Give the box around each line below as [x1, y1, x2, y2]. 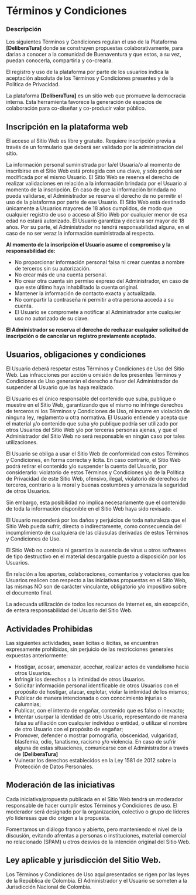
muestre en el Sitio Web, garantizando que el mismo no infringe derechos [6, 401, 184, 408]
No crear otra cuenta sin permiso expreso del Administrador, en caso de [14, 278, 189, 285]
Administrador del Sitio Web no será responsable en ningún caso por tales [6, 433, 185, 440]
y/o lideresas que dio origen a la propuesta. [6, 814, 111, 821]
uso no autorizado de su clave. [14, 315, 89, 322]
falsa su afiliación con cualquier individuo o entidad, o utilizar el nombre [14, 719, 188, 726]
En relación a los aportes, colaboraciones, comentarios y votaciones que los [6, 570, 190, 577]
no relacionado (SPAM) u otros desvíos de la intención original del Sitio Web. [6, 838, 191, 845]
